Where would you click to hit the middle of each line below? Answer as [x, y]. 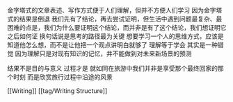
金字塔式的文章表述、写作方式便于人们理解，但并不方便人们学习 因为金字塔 [115, 10]
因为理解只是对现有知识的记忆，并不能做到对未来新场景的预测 [103, 53]
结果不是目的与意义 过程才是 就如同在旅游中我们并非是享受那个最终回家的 [112, 68]
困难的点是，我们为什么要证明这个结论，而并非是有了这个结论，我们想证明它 [117, 27]
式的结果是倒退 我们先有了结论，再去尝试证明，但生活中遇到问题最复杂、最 [115, 19]
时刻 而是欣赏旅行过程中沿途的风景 [63, 77]
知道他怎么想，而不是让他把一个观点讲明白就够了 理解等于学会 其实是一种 [112, 45]
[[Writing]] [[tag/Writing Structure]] [57, 91]
